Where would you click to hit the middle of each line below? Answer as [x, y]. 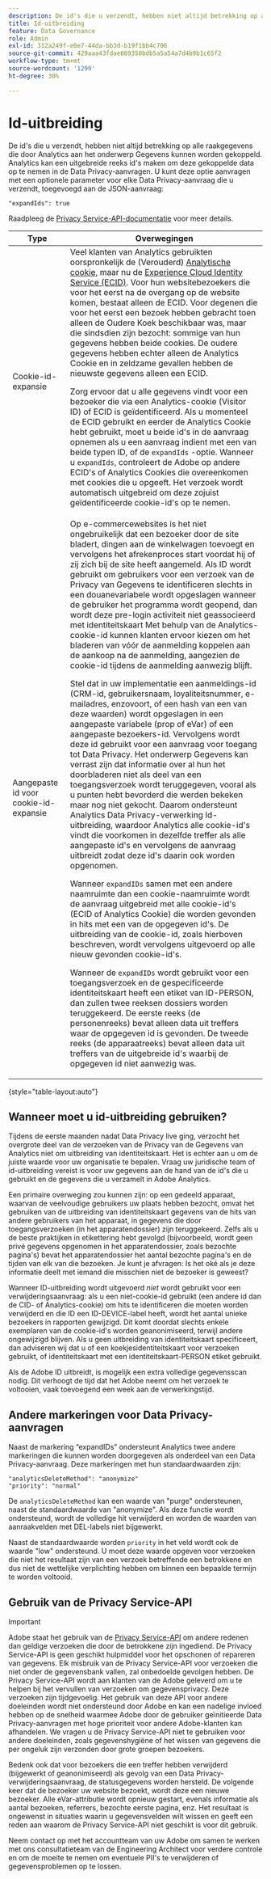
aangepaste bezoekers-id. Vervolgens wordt [155, 734]
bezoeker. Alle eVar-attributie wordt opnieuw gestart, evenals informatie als [133, 1799]
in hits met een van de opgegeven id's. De [149, 924]
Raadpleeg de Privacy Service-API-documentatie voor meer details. [121, 218]
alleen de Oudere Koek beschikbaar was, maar [158, 323]
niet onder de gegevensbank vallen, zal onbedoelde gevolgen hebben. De [131, 1672]
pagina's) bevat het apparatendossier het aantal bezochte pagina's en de [130, 1255]
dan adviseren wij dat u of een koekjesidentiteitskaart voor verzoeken [124, 1348]
